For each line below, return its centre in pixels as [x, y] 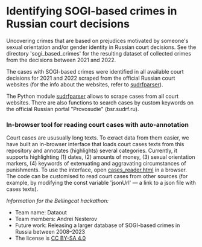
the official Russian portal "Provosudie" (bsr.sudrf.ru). [73, 109]
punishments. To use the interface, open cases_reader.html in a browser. [96, 170]
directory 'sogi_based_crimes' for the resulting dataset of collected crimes [99, 53]
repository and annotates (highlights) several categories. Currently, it [92, 151]
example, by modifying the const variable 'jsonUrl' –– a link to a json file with [101, 183]
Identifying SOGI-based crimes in [92, 11]
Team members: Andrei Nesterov [56, 219]
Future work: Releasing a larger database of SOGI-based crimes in [97, 225]
